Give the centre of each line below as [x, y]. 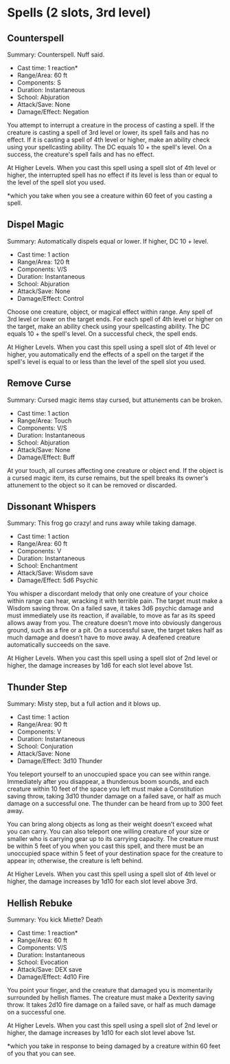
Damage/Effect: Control [50, 298]
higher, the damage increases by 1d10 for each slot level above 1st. [101, 1033]
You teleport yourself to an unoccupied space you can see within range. [109, 774]
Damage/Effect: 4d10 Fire [53, 977]
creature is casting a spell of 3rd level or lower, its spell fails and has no [108, 132]
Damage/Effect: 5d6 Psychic [57, 580]
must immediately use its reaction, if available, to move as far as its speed [111, 616]
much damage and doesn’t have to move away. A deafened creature [104, 637]
